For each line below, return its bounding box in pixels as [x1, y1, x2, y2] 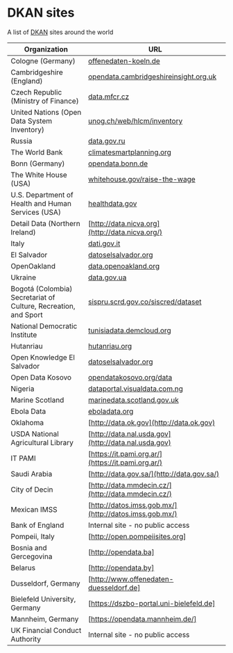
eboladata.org [87, 406, 134, 416]
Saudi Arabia [10, 469, 53, 478]
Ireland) [10, 227, 36, 237]
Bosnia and [10, 542, 47, 552]
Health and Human [10, 198, 71, 208]
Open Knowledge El [10, 353, 75, 362]
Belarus [10, 563, 36, 572]
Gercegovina [10, 551, 53, 561]
